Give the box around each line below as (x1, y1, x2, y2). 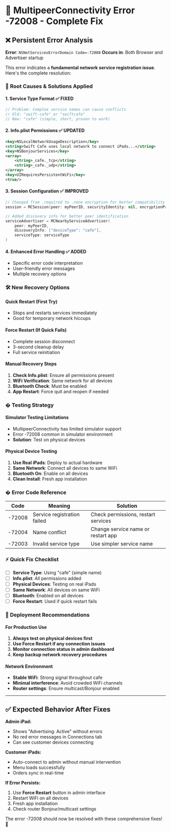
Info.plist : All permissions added (12, 575, 81, 581)
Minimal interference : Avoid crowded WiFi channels (12, 680, 123, 686)
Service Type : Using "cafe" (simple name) (12, 569, 102, 575)
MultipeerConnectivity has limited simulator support (12, 425, 122, 432)
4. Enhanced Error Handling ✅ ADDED (5, 248, 87, 255)
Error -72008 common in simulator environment (12, 431, 113, 437)
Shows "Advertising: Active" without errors (12, 728, 103, 735)
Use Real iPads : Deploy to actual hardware (12, 460, 103, 466)
